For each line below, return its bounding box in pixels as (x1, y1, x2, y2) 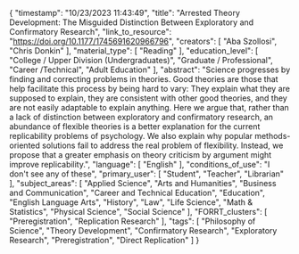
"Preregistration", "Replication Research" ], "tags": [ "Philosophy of (9, 216, 256, 226)
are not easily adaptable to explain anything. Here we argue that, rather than (9, 102, 290, 112)
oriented (9, 140, 40, 151)
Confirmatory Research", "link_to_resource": (9, 27, 172, 37)
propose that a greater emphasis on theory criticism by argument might (9, 150, 272, 160)
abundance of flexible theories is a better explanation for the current (9, 121, 261, 132)
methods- (253, 131, 291, 141)
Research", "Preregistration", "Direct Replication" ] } (9, 235, 200, 245)
